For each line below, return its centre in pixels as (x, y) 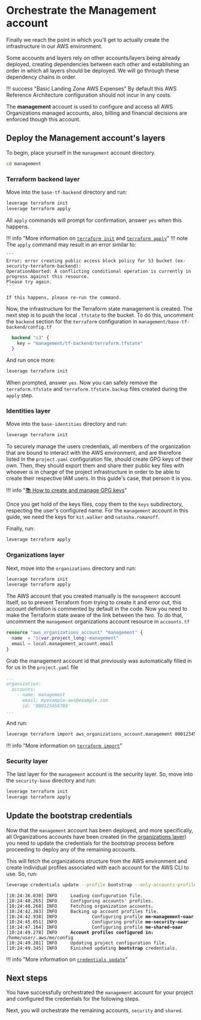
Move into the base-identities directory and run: (67, 424)
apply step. (20, 395)
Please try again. (29, 282)
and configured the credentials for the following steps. (73, 999)
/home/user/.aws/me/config (40, 937)
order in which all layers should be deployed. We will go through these (93, 70)
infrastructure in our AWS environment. (54, 46)
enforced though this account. (43, 119)
